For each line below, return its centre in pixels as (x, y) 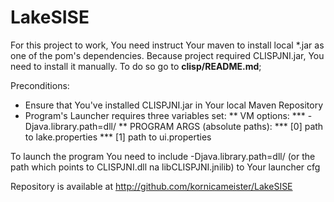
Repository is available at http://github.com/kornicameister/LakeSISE (151, 186)
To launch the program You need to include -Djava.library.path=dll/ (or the (163, 156)
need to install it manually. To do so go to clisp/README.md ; (136, 66)
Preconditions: (40, 85)
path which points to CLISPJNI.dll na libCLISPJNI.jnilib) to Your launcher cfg (165, 167)
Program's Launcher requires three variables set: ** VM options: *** (165, 115)
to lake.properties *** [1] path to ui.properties (118, 137)
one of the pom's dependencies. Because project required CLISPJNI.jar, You (167, 55)
